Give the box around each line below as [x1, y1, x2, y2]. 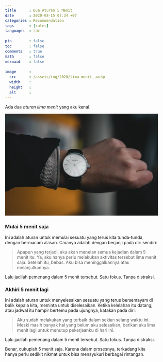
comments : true [5, 49, 42, 54]
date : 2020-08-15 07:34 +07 [5, 13, 77, 18]
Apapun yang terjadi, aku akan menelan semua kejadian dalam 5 [16, 249, 146, 255]
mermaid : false [5, 59, 45, 64]
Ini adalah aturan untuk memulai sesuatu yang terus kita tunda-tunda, [5, 234, 144, 240]
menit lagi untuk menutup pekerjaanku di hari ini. [16, 327, 114, 333]
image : [5, 70, 32, 74]
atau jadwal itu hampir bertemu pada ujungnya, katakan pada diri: [5, 307, 136, 313]
